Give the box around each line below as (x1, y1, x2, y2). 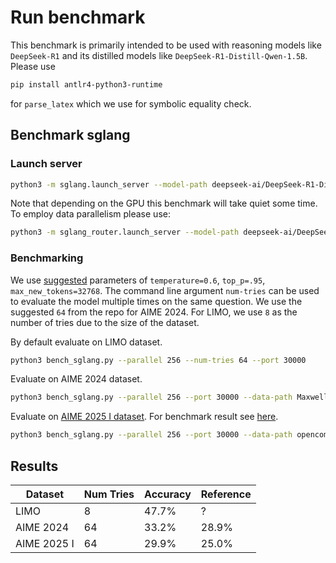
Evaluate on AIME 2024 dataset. (10, 373, 143, 385)
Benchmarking (10, 251, 84, 265)
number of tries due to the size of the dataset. (10, 316, 200, 328)
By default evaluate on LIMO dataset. (10, 336, 163, 348)
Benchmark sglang (10, 127, 131, 144)
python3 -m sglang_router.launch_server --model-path (10, 227, 240, 238)
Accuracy (144, 487, 192, 501)
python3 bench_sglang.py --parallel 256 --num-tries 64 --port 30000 (10, 355, 307, 365)
